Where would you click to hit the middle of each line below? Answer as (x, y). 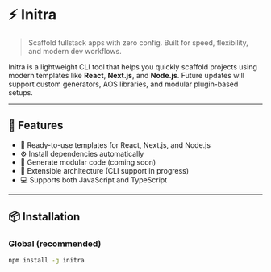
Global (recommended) (55, 244)
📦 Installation (44, 217)
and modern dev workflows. (75, 51)
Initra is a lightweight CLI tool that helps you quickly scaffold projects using (133, 67)
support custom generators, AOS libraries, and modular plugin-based (123, 84)
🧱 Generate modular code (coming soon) (88, 162)
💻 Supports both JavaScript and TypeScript (94, 180)
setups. (21, 92)
